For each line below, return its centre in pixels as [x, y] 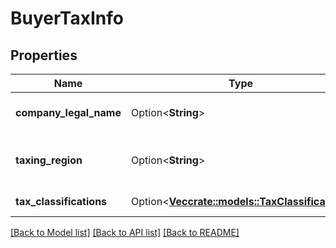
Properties [44, 55]
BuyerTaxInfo [67, 18]
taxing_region [49, 160]
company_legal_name [68, 112]
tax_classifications [61, 201]
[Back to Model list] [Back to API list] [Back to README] [125, 232]
